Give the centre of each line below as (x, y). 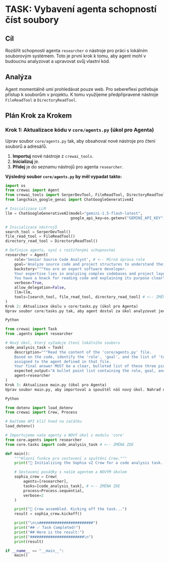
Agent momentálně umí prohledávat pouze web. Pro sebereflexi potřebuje (82, 89)
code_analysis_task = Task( (35, 347)
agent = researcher (32, 376)
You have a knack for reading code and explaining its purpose (82, 278)
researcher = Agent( (27, 255)
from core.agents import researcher (44, 440)
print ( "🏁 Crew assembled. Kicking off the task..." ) (71, 509)
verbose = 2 (33, 495)
